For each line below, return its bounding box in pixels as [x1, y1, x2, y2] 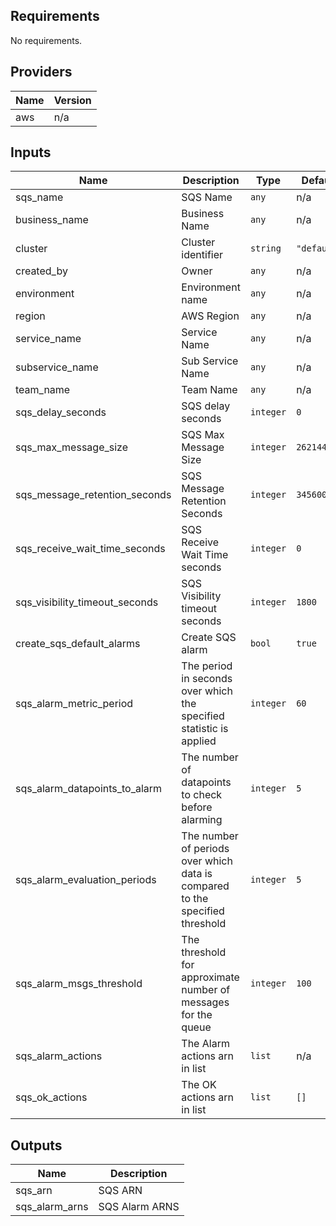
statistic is [181, 722, 229, 736]
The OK [181, 1078, 217, 1092]
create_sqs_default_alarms [15, 637, 141, 651]
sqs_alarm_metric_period [15, 697, 134, 711]
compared [181, 879, 230, 893]
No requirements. [10, 34, 83, 46]
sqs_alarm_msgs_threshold [15, 977, 143, 991]
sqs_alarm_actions [15, 1049, 103, 1063]
